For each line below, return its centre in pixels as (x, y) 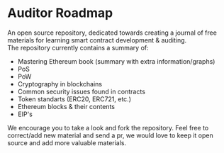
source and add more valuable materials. (67, 142)
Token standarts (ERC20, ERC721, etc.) (74, 99)
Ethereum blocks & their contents (66, 106)
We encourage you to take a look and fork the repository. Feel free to (108, 127)
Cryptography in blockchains (60, 84)
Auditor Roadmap (60, 13)
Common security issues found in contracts (81, 91)
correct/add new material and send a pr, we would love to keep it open (111, 135)
